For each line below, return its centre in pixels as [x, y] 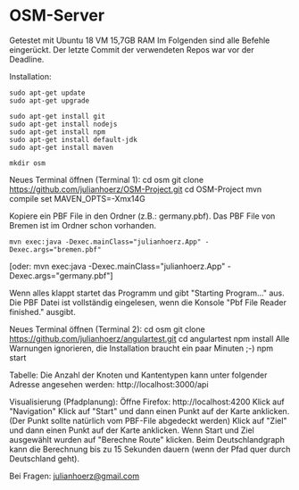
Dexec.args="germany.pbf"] [61, 275]
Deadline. [27, 59]
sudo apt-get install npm [57, 132]
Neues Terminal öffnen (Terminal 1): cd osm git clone [106, 179]
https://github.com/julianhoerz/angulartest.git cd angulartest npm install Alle [149, 338]
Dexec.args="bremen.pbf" [55, 249]
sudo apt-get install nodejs [63, 124]
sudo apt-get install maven [62, 147]
